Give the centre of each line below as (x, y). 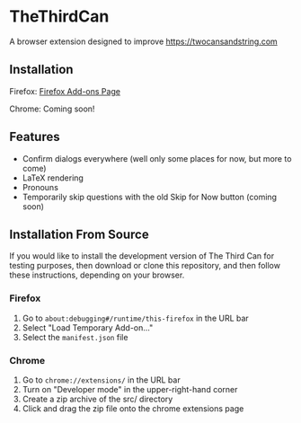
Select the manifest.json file (75, 337)
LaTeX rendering (53, 178)
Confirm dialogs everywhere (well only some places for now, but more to (157, 158)
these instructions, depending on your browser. (97, 275)
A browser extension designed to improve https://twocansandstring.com (144, 41)
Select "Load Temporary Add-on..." (88, 327)
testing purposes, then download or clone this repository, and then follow (145, 266)
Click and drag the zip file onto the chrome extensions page (133, 408)
